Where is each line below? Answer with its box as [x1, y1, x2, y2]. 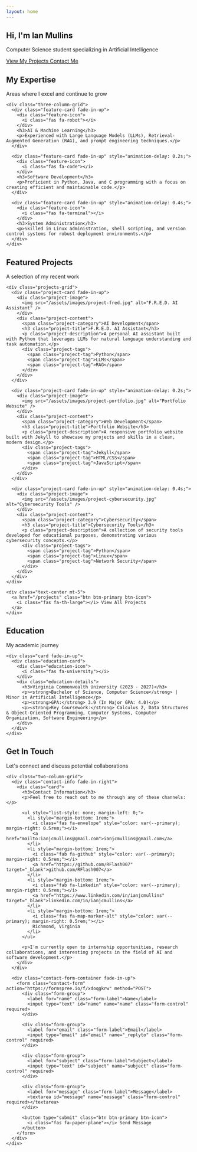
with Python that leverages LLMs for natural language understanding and [6, 336, 192, 342]
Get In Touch [6, 746, 54, 756]
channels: [162, 794, 186, 800]
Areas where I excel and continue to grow [6, 90, 107, 97]
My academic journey [6, 641, 59, 648]
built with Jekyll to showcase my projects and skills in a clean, [6, 435, 176, 440]
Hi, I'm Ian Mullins [6, 31, 73, 41]
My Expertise [6, 74, 56, 84]
